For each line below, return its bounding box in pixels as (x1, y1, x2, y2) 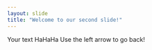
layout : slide (7, 10, 49, 17)
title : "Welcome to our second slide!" (7, 16, 123, 23)
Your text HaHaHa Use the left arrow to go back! (7, 35, 146, 43)
